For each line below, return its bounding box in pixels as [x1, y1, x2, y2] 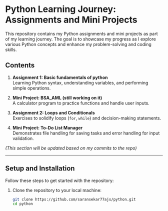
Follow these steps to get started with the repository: [5, 177, 114, 183]
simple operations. [12, 85, 51, 91]
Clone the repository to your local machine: [12, 187, 101, 193]
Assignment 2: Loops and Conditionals [12, 109, 95, 115]
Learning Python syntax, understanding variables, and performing [12, 79, 148, 85]
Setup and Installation [5, 164, 75, 173]
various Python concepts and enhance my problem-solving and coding [5, 41, 151, 47]
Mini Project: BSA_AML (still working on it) [12, 94, 102, 100]
